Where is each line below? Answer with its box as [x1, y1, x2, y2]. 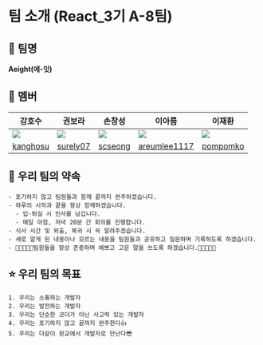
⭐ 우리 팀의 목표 [8, 268, 81, 281]
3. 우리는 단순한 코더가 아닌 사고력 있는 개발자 [8, 311, 145, 319]
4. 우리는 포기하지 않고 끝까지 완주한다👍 [8, 319, 128, 327]
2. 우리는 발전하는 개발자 [8, 303, 81, 311]
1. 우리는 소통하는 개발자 [8, 294, 81, 302]
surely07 [57, 141, 91, 152]
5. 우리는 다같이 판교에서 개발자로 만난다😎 [8, 330, 133, 338]
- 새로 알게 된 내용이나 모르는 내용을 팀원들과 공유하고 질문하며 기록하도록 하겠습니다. [8, 235, 257, 244]
